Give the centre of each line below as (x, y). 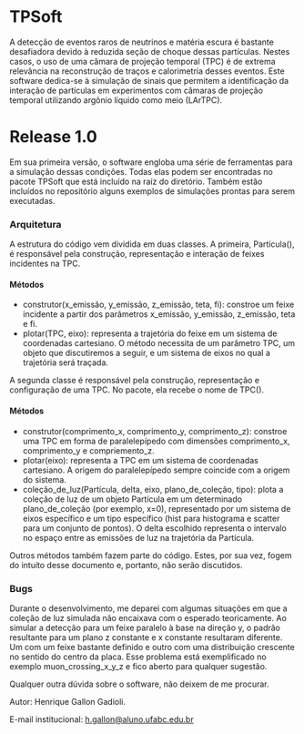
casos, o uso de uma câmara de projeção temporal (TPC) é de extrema (142, 61)
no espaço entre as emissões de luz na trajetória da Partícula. (138, 537)
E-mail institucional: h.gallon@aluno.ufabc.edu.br (101, 719)
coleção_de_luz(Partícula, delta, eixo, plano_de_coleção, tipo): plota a (153, 489)
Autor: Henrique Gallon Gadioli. (67, 701)
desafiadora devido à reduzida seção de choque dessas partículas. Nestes (150, 51)
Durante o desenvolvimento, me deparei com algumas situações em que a (149, 608)
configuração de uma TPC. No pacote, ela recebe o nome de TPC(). (137, 390)
